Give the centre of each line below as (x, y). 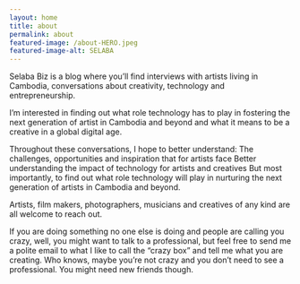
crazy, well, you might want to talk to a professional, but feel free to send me (150, 241)
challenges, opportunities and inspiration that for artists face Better (133, 159)
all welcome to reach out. (56, 214)
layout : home (34, 17)
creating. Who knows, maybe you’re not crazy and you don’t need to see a (147, 260)
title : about (34, 26)
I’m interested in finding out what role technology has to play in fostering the (150, 113)
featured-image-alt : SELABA (62, 51)
